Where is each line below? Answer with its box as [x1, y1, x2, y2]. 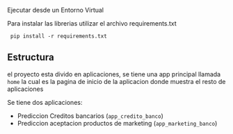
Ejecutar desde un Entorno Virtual [7, 6, 104, 14]
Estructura [7, 51, 54, 63]
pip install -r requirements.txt [10, 33, 108, 40]
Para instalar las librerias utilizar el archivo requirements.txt [7, 19, 177, 27]
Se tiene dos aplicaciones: [7, 98, 83, 106]
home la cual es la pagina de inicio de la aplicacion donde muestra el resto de [7, 77, 226, 85]
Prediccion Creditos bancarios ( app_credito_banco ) [17, 111, 163, 120]
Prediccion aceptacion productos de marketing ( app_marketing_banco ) [17, 119, 218, 127]
